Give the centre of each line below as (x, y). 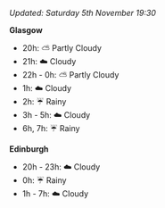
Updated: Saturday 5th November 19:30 (82, 13)
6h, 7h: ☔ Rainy (51, 128)
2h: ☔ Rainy (44, 101)
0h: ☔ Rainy (44, 180)
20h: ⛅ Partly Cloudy (62, 48)
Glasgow (26, 30)
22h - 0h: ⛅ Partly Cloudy (70, 75)
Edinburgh (29, 149)
